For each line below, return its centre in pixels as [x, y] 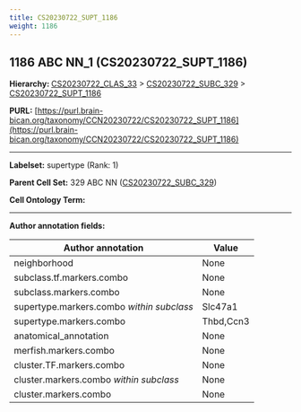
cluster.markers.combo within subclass [96, 380]
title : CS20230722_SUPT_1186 [64, 18]
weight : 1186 [34, 26]
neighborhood [44, 263]
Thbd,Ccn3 [226, 321]
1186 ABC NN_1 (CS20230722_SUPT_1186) [129, 62]
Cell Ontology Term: [47, 200]
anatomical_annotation [61, 336]
